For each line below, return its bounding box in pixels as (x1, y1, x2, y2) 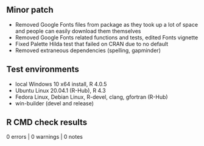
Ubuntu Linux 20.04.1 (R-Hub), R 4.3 (15, 87, 106, 94)
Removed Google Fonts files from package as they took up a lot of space (15, 21, 199, 28)
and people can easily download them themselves (15, 27, 141, 35)
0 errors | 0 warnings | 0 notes (6, 133, 83, 141)
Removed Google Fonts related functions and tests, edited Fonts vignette (15, 33, 199, 41)
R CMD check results (6, 118, 88, 128)
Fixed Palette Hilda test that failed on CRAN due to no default (15, 40, 169, 47)
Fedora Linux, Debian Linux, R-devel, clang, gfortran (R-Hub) (15, 93, 169, 101)
